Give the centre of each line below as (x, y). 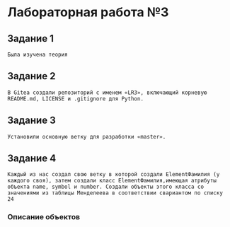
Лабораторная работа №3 (88, 12)
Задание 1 (31, 39)
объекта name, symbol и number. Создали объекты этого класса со (105, 187)
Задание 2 (31, 76)
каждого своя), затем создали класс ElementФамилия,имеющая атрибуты (112, 181)
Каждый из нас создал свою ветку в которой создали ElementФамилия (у (114, 175)
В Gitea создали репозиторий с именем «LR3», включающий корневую (107, 93)
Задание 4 (32, 159)
